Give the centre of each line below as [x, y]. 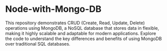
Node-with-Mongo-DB [53, 9]
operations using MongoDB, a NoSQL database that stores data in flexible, [82, 28]
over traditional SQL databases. [38, 44]
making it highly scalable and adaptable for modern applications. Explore [81, 33]
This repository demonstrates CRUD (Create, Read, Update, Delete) [75, 23]
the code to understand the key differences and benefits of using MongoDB [83, 39]
